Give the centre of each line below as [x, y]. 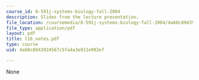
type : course [22, 45]
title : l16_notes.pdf [33, 39]
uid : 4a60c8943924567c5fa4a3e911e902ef [55, 50]
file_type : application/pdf [41, 28]
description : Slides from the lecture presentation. [73, 17]
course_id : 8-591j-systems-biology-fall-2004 [63, 11]
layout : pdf [21, 34]
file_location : [25, 22]
